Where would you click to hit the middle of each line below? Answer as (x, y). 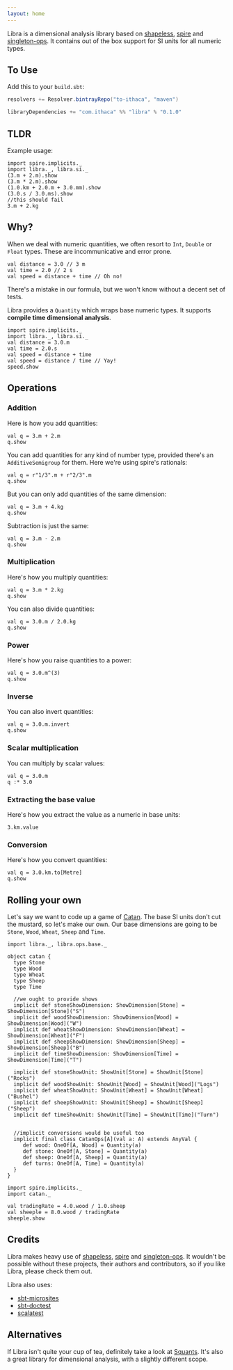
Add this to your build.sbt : (46, 87)
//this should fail (35, 200)
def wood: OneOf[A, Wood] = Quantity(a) (82, 1145)
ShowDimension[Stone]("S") (46, 1012)
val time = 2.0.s (32, 349)
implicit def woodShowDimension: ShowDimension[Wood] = (96, 1018)
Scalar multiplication (43, 748)
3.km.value (23, 827)
